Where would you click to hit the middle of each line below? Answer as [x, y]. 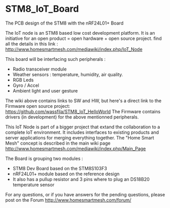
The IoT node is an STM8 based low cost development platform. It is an [80, 33]
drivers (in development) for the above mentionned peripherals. [72, 117]
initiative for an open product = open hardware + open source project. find [83, 38]
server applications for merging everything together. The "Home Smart [80, 137]
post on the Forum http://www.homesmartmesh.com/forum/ [68, 200]
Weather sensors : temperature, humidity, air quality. [68, 74]
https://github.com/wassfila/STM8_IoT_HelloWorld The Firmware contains [83, 111]
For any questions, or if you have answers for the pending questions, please [85, 194]
